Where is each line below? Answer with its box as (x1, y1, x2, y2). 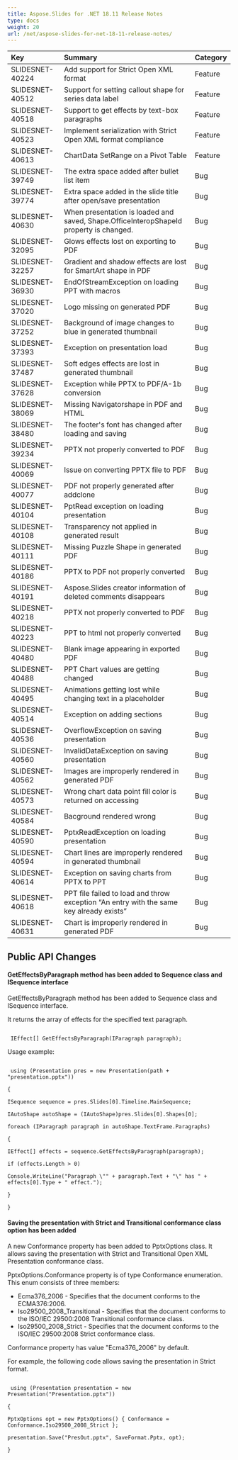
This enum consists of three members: (7, 1279, 120, 1287)
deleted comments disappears (63, 592, 165, 602)
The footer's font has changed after (63, 420, 182, 429)
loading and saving (63, 429, 127, 439)
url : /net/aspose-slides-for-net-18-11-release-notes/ (7, 30, 173, 38)
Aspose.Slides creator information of (63, 583, 186, 593)
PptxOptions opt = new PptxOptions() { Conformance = (7, 1415, 170, 1423)
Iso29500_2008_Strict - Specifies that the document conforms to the (17, 1323, 220, 1331)
